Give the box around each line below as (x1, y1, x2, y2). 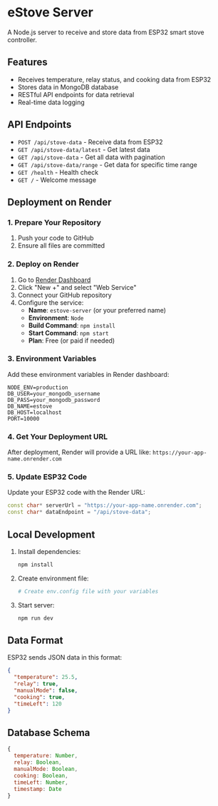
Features (7, 56, 48, 69)
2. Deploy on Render (7, 259, 80, 269)
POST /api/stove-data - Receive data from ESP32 (17, 137, 163, 146)
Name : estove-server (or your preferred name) (28, 306, 166, 314)
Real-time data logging (17, 98, 85, 106)
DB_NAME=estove (7, 403, 53, 410)
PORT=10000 (7, 415, 40, 422)
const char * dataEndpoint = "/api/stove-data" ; (7, 508, 152, 516)
